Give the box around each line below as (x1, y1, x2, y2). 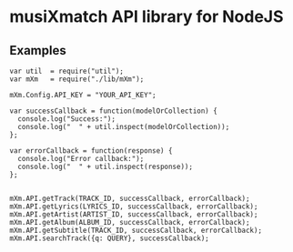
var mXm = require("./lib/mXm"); (9, 75, 145, 84)
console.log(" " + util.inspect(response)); (17, 162, 194, 171)
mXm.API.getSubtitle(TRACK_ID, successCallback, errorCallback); (9, 226, 262, 235)
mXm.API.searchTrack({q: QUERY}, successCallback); (9, 234, 209, 243)
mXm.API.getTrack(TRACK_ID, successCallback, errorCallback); (9, 194, 250, 203)
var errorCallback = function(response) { (9, 146, 173, 156)
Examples (9, 43, 66, 58)
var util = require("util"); (9, 66, 125, 76)
